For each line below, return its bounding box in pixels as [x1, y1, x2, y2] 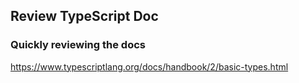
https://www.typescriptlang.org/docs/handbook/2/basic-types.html [10, 60, 289, 73]
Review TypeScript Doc [10, 8, 159, 25]
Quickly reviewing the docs [10, 38, 146, 52]
